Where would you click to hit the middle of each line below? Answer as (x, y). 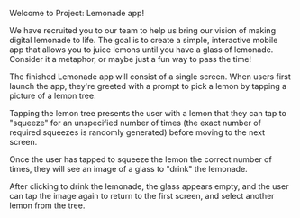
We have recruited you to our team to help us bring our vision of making (143, 30)
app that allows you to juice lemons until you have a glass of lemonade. (141, 50)
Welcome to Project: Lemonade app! (77, 13)
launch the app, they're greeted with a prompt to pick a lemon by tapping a (148, 86)
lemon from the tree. (47, 205)
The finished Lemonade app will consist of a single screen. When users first (150, 77)
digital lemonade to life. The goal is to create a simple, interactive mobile (144, 40)
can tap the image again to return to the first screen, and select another (142, 196)
